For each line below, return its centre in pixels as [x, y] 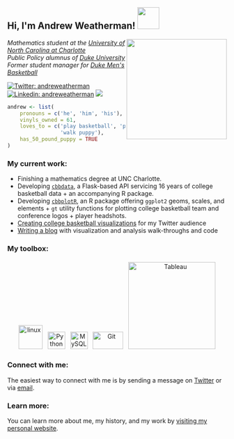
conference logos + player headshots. [72, 216]
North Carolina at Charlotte [46, 50]
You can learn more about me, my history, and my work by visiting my [107, 421]
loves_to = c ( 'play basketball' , [68, 126]
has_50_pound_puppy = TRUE [59, 139]
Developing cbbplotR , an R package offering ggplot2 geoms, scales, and [121, 201]
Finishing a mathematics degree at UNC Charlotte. [89, 179]
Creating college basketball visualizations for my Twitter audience [112, 223]
